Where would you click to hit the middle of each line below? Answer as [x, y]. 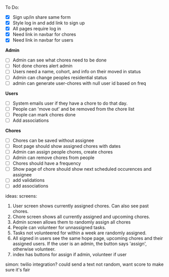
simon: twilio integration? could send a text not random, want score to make [84, 264]
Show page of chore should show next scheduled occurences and [82, 169]
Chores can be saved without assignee [53, 140]
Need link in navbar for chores [44, 35]
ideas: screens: [21, 196]
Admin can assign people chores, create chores [63, 152]
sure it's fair [18, 270]
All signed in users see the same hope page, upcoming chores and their [88, 238]
